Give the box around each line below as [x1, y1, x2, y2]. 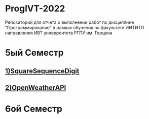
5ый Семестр [5, 47, 64, 58]
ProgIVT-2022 [5, 3, 66, 14]
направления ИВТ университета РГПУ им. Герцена [5, 30, 112, 36]
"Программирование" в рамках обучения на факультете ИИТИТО [5, 24, 145, 30]
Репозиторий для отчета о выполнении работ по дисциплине [5, 19, 134, 25]
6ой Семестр [5, 103, 63, 115]
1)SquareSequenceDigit [5, 67, 80, 75]
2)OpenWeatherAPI [5, 83, 66, 92]
